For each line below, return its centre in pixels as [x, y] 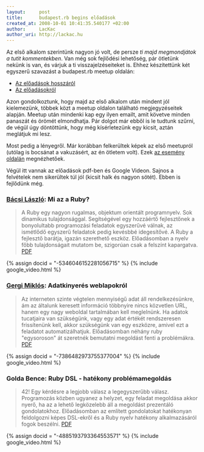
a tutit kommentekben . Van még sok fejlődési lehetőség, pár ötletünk [93, 59]
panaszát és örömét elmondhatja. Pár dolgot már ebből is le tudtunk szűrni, [101, 121]
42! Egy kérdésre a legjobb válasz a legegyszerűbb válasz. [95, 392]
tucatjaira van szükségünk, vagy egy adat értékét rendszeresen [101, 318]
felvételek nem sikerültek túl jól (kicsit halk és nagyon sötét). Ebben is [93, 177]
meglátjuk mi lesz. [29, 134]
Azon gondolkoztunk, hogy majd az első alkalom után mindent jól [88, 102]
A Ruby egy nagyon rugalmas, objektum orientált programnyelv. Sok [107, 213]
